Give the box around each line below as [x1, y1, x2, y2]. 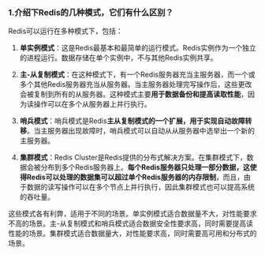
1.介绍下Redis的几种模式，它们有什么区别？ [8, 6, 174, 17]
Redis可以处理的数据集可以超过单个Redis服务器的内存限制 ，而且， [26, 172, 244, 182]
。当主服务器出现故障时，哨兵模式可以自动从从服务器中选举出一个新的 [26, 126, 255, 136]
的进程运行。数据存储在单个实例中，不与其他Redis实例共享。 [19, 53, 218, 62]
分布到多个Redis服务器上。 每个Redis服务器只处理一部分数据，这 [40, 163, 250, 172]
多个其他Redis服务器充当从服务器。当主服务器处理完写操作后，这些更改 [19, 80, 252, 89]
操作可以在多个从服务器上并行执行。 [33, 99, 151, 109]
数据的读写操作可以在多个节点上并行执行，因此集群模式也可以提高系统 [26, 182, 255, 192]
